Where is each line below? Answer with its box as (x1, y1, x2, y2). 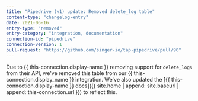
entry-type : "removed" (6, 25, 62, 31)
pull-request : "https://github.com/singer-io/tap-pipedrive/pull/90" (6, 47, 182, 53)
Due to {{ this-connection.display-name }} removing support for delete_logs (6, 63, 193, 70)
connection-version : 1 (6, 42, 62, 48)
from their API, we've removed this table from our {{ (6, 69, 133, 77)
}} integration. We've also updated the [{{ (69, 76, 170, 83)
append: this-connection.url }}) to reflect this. (6, 88, 117, 95)
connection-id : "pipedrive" (6, 36, 76, 42)
